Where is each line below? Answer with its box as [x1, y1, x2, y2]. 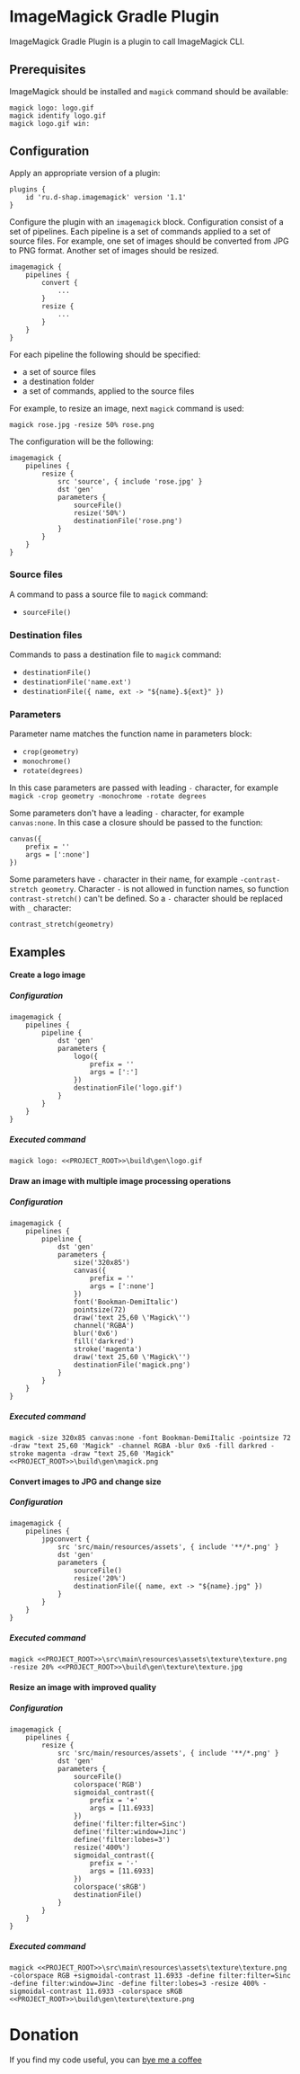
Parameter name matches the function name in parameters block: [9, 728, 252, 739]
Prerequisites [9, 62, 86, 77]
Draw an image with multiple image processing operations [9, 1175, 232, 1186]
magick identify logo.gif [9, 111, 106, 120]
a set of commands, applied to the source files [22, 385, 195, 396]
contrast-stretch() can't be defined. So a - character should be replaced [9, 893, 283, 904]
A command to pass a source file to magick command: [9, 589, 208, 600]
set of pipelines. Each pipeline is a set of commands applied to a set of [9, 226, 271, 236]
